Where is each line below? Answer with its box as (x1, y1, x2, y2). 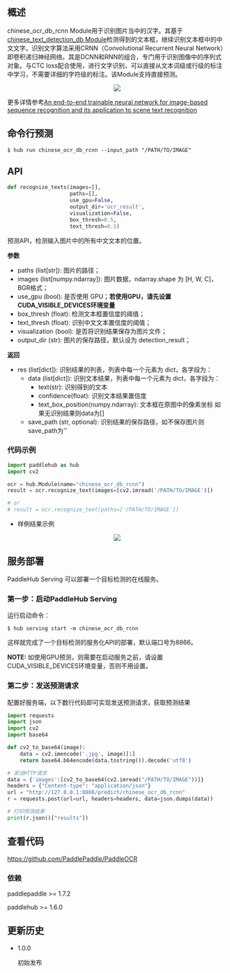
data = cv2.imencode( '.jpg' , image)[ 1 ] (20, 750, 136, 758)
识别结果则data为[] (50, 408, 105, 417)
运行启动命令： (7, 611, 50, 620)
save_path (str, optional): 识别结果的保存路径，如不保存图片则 (27, 417, 204, 426)
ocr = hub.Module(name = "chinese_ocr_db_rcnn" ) (7, 480, 145, 488)
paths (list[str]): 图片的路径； (17, 266, 100, 274)
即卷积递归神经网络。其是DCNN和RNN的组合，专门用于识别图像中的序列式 (7, 52, 222, 61)
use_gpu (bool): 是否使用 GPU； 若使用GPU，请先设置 (17, 292, 171, 300)
